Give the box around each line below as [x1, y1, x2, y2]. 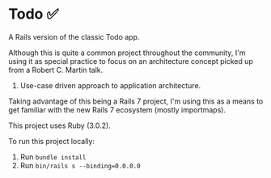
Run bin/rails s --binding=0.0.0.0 [19, 160, 141, 170]
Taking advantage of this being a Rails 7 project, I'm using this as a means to [8, 96, 264, 106]
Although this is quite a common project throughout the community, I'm [8, 48, 246, 57]
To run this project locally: [8, 136, 95, 146]
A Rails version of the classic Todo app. [8, 32, 140, 41]
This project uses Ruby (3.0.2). [8, 121, 111, 130]
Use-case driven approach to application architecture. [19, 80, 201, 90]
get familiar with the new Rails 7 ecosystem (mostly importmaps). [8, 104, 227, 114]
